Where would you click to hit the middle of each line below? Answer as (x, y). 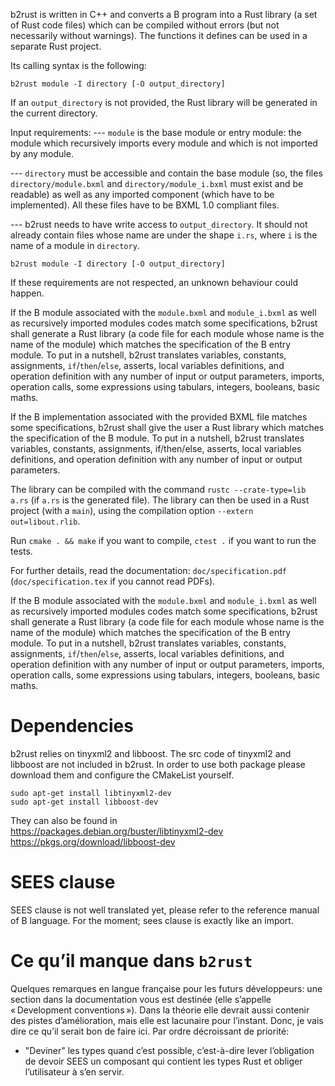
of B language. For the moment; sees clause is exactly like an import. (152, 920)
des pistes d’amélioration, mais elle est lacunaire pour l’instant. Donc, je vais (167, 1020)
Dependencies (72, 726)
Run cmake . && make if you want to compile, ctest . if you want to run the (163, 540)
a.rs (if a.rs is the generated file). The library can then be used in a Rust (160, 500)
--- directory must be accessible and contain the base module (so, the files (166, 173)
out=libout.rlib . (45, 521)
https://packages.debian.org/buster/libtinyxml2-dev (117, 831)
